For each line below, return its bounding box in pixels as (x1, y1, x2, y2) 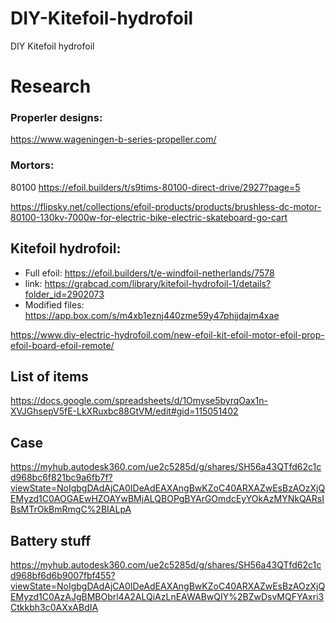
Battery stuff (10, 532, 92, 549)
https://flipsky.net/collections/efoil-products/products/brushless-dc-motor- (10, 200, 322, 212)
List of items (10, 368, 89, 385)
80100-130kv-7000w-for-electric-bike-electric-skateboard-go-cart (10, 211, 288, 223)
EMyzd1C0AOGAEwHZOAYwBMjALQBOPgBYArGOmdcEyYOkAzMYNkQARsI (10, 493, 325, 505)
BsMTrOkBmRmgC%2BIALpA (10, 503, 132, 516)
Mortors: (10, 158, 55, 172)
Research (10, 75, 92, 98)
